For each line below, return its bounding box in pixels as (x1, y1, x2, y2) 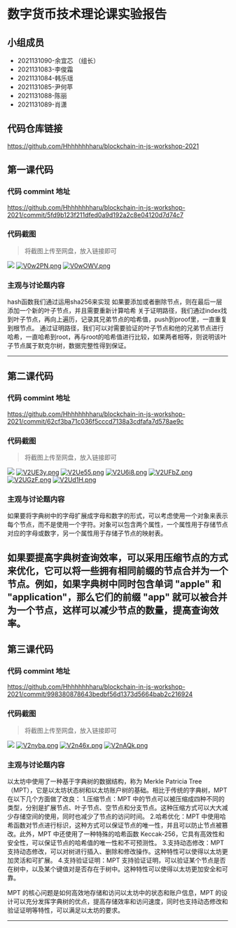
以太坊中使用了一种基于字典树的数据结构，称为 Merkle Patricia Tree (7, 777, 202, 786)
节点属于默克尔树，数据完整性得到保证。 (13, 342, 130, 350)
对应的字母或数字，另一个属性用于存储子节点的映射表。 (7, 529, 167, 537)
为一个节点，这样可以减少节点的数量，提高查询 (7, 604, 210, 616)
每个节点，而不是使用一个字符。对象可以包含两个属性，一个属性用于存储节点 (7, 520, 228, 529)
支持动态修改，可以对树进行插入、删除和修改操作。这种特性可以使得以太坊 (7, 847, 222, 856)
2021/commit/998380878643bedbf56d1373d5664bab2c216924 (7, 690, 193, 699)
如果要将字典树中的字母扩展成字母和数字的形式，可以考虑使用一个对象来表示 (7, 511, 228, 520)
